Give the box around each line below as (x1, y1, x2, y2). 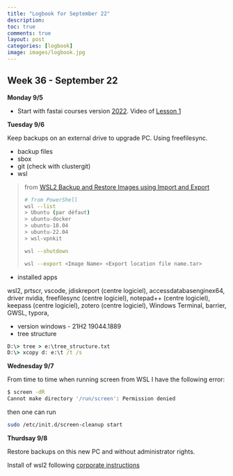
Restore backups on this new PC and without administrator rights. (7, 447, 195, 456)
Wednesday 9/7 (7, 362, 54, 370)
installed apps (17, 273, 58, 281)
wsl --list (24, 203, 56, 209)
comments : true (7, 29, 51, 37)
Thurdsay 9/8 (7, 434, 48, 442)
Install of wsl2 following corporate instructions (7, 461, 140, 469)
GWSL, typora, (7, 308, 49, 317)
